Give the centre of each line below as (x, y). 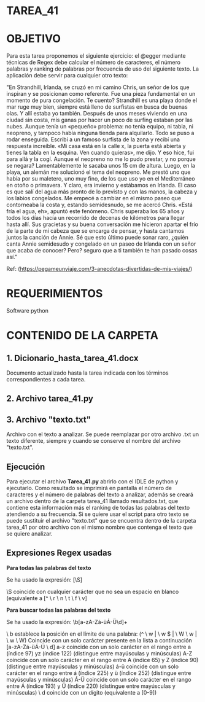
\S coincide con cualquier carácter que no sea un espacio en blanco (93, 591)
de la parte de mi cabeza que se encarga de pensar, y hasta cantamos (95, 231)
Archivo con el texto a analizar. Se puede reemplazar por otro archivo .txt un (103, 434)
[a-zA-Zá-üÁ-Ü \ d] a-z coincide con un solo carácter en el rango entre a (99, 647)
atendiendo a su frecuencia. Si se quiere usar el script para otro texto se (98, 514)
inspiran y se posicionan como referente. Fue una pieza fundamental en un (101, 94)
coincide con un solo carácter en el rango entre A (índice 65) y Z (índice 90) (102, 660)
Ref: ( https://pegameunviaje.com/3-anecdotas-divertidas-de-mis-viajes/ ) (99, 269)
